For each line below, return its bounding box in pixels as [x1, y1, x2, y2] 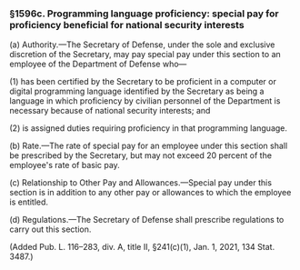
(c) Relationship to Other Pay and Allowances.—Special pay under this [9, 177, 273, 188]
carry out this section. [9, 224, 92, 235]
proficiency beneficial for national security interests [9, 18, 245, 31]
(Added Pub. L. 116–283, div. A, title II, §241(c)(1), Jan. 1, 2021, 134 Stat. [9, 242, 275, 253]
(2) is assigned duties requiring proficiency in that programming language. [9, 123, 288, 134]
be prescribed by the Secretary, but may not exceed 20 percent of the [9, 150, 273, 161]
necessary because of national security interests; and [9, 105, 211, 116]
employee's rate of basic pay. [9, 160, 120, 171]
